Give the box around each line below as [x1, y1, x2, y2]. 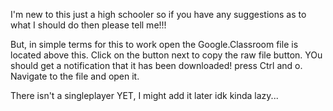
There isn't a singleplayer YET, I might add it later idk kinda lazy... [10, 90, 279, 101]
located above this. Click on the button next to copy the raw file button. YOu [10, 49, 323, 61]
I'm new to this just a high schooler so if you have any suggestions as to [10, 9, 307, 20]
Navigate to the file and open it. [10, 70, 140, 82]
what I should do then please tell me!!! [10, 19, 167, 31]
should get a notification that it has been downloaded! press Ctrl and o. [10, 60, 303, 71]
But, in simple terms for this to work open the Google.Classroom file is [10, 39, 299, 50]
